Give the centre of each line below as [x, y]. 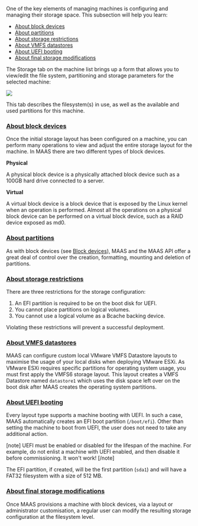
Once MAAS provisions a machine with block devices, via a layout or [90, 504]
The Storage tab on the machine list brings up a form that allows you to [92, 69]
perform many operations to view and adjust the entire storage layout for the [99, 145]
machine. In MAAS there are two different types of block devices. [86, 152]
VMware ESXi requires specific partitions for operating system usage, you [96, 368]
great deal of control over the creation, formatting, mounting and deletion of [98, 257]
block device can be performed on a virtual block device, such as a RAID [95, 216]
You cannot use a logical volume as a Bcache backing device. [90, 316]
